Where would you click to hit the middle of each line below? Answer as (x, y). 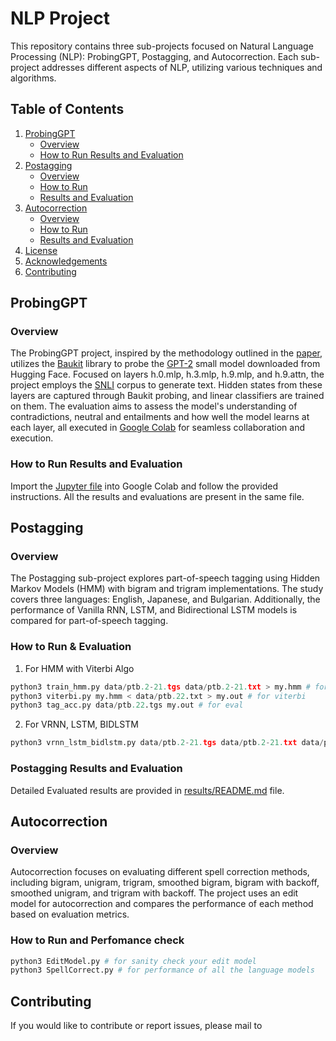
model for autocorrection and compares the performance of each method (162, 904)
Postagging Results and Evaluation (96, 769)
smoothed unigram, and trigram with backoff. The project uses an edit (154, 893)
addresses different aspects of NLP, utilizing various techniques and (182, 67)
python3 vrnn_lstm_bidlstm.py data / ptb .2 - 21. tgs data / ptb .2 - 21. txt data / (167, 743)
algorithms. (33, 78)
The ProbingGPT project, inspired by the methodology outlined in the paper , (166, 353)
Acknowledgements (66, 261)
